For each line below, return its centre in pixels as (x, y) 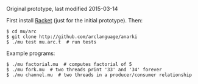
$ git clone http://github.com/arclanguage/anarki (72, 37)
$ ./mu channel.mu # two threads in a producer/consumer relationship (99, 75)
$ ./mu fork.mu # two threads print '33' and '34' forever (84, 69)
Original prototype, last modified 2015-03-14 (62, 9)
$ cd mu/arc (21, 31)
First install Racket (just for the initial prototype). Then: (75, 20)
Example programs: (31, 53)
